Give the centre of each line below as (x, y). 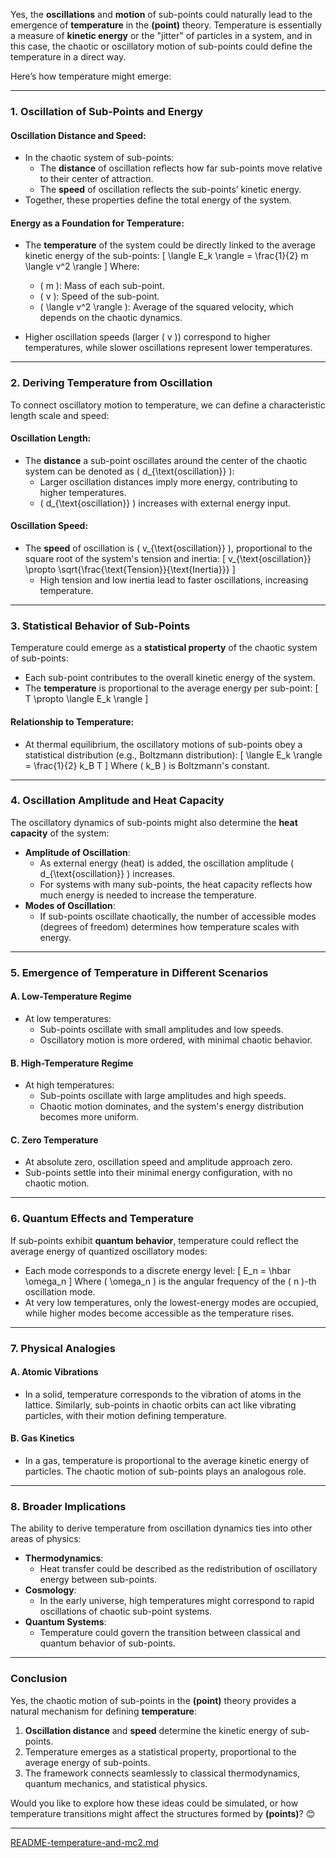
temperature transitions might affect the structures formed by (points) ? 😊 (163, 1813)
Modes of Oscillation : (70, 905)
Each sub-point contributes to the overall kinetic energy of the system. (170, 678)
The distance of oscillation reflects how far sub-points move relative (181, 168)
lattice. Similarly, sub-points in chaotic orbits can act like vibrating (160, 1405)
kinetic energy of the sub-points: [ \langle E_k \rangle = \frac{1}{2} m (166, 256)
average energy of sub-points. (87, 1762)
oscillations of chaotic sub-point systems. (126, 1611)
